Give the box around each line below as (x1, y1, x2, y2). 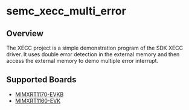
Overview (6, 28, 44, 39)
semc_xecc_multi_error (6, 4, 127, 18)
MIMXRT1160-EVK (14, 97, 61, 104)
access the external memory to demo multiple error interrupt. (6, 57, 159, 64)
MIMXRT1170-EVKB (14, 91, 64, 98)
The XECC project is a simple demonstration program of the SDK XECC (6, 44, 184, 51)
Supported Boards (6, 74, 77, 85)
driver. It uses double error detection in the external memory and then (6, 51, 180, 58)
